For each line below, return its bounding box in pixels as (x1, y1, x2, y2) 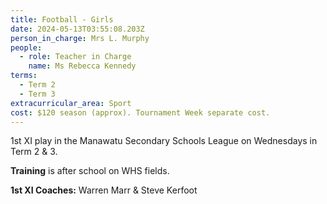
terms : (10, 71, 38, 81)
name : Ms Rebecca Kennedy (28, 61, 137, 71)
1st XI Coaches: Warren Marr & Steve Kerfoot (10, 184, 198, 196)
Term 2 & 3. (10, 146, 58, 158)
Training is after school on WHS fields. (10, 165, 170, 177)
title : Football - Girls (10, 14, 114, 25)
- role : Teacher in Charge (19, 52, 132, 62)
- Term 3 (19, 89, 56, 99)
